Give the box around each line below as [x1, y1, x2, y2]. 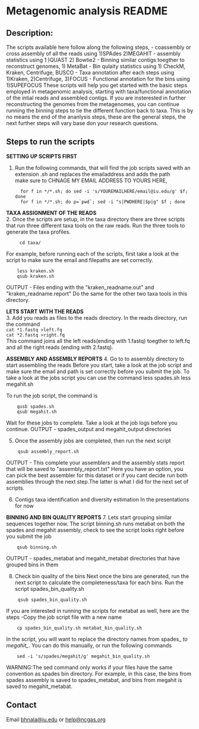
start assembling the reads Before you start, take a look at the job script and [6, 362, 192, 369]
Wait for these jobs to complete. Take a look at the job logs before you [6, 419, 178, 426]
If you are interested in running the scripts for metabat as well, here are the [6, 607, 189, 614]
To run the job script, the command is [6, 392, 98, 399]
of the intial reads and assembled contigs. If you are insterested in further [6, 94, 186, 101]
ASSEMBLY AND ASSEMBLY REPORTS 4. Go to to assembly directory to [6, 355, 184, 362]
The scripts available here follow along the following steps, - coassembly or [6, 43, 191, 51]
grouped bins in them [6, 561, 58, 568]
